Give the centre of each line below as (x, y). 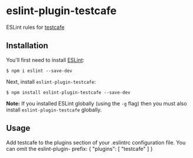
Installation (27, 46)
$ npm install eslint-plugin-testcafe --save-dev (68, 93)
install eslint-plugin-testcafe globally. (54, 110)
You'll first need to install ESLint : (45, 60)
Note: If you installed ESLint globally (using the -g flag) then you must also (97, 103)
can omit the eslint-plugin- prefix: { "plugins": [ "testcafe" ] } (79, 149)
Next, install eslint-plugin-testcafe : (51, 81)
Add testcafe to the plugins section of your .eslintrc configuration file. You (96, 142)
